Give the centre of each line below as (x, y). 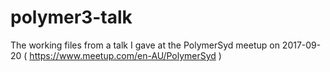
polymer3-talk (71, 17)
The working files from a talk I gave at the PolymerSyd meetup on (145, 45)
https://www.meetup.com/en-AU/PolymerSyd (123, 55)
